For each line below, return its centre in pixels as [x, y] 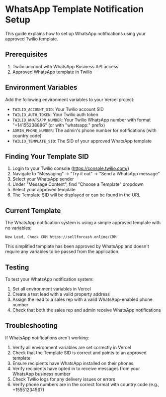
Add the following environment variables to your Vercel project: [70, 99]
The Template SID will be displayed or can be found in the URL [76, 195]
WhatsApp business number [41, 374]
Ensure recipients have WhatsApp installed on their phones [73, 363]
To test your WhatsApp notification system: [49, 279]
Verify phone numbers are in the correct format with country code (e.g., [86, 384]
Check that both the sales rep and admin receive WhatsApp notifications [87, 310]
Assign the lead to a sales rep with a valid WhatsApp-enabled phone [82, 299]
